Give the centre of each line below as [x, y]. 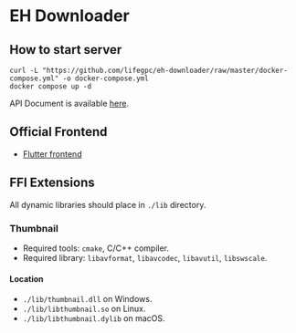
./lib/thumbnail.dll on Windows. [87, 299]
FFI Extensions [52, 183]
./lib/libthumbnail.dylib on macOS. [94, 318]
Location [26, 278]
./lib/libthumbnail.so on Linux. [84, 309]
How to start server [66, 50]
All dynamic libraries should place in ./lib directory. [108, 204]
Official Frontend [58, 132]
